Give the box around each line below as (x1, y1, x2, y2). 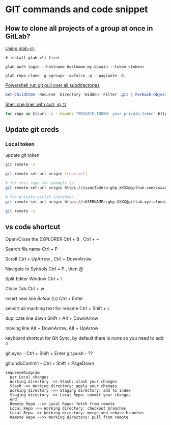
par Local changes (10, 374, 49, 380)
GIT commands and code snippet (5, 4, 149, 15)
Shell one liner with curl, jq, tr (5, 101, 67, 107)
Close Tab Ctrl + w (5, 286, 45, 292)
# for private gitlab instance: (5, 194, 74, 200)
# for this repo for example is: (5, 180, 76, 186)
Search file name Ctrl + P (5, 246, 58, 252)
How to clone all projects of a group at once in (5, 24, 153, 33)
